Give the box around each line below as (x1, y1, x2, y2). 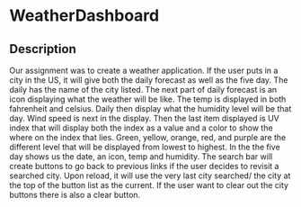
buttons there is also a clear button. (9, 190, 141, 200)
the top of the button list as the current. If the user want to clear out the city (9, 180, 289, 190)
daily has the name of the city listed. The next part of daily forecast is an (9, 85, 278, 94)
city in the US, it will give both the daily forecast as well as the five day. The (9, 75, 288, 85)
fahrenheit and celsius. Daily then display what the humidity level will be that (9, 103, 292, 113)
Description (9, 41, 76, 57)
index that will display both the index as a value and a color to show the (9, 122, 273, 133)
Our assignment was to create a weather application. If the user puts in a (9, 65, 279, 76)
